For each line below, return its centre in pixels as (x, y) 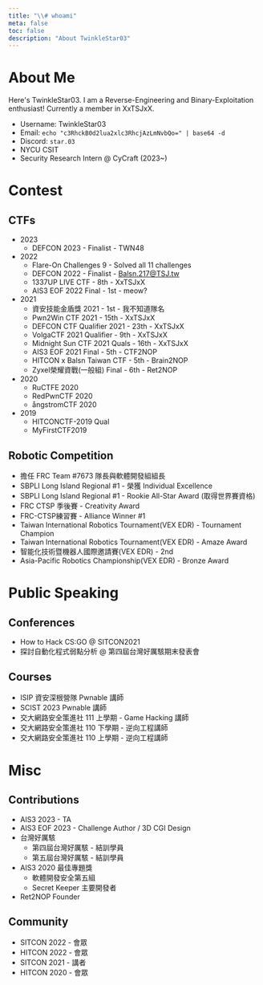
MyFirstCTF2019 (59, 430)
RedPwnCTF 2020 (63, 396)
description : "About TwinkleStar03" (69, 38)
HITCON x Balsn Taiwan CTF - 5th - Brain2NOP (110, 360)
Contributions (44, 800)
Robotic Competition (61, 456)
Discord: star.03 (47, 141)
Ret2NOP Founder (50, 897)
